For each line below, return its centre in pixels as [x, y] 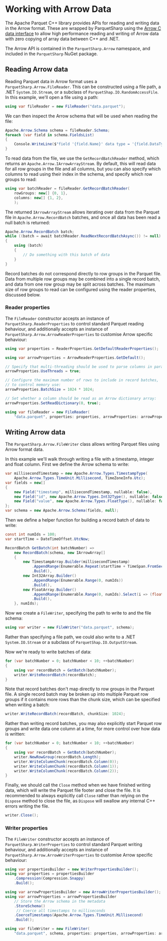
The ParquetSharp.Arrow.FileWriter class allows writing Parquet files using [83, 444]
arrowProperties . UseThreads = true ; [43, 371]
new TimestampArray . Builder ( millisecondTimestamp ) [77, 562]
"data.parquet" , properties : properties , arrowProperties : [77, 417]
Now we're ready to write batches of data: [48, 652]
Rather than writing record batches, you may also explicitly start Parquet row [83, 724]
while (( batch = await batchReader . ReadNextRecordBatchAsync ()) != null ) [83, 236]
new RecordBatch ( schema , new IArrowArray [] [60, 553]
